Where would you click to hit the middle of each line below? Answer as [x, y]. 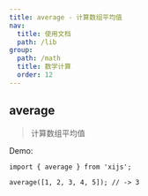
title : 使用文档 [44, 34]
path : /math [39, 58]
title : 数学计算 [44, 67]
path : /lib [37, 42]
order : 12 [35, 75]
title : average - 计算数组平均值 [66, 17]
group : [21, 50]
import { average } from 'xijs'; [70, 167]
